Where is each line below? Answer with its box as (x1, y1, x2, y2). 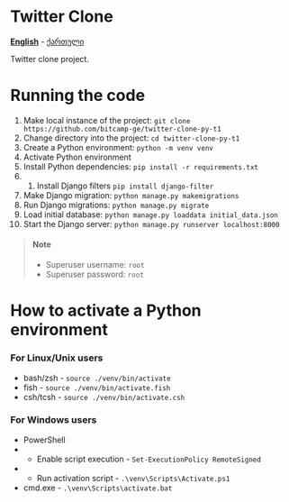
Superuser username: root (45, 260, 145, 270)
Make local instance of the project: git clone (23, 114, 191, 125)
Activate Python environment (23, 151, 131, 162)
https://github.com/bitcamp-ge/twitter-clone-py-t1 (23, 124, 221, 133)
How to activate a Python (10, 300, 202, 321)
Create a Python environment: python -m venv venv (23, 141, 214, 152)
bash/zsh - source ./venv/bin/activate (23, 372, 171, 383)
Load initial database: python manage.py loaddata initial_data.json (23, 209, 278, 220)
